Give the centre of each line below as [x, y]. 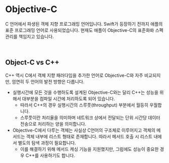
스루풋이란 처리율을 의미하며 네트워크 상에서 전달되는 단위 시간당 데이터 [90, 118]
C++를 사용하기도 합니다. [50, 155]
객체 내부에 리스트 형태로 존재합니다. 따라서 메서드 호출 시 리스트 [89, 136]
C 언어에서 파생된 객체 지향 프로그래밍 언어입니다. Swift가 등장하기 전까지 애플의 [84, 24]
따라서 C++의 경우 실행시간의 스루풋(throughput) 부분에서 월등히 [84, 105]
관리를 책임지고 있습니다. [30, 36]
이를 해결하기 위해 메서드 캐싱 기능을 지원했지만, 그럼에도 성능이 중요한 [89, 149]
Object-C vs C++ [32, 62]
